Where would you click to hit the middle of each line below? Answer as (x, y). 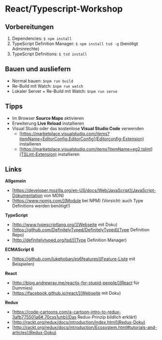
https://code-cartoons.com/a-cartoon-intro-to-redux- (67, 312)
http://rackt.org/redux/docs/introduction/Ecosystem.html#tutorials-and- (85, 327)
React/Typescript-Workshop (64, 9)
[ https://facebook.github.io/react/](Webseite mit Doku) (66, 293)
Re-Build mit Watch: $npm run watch (47, 86)
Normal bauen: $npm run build (43, 81)
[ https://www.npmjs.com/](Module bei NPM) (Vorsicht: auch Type (78, 201)
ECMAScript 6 (20, 250)
